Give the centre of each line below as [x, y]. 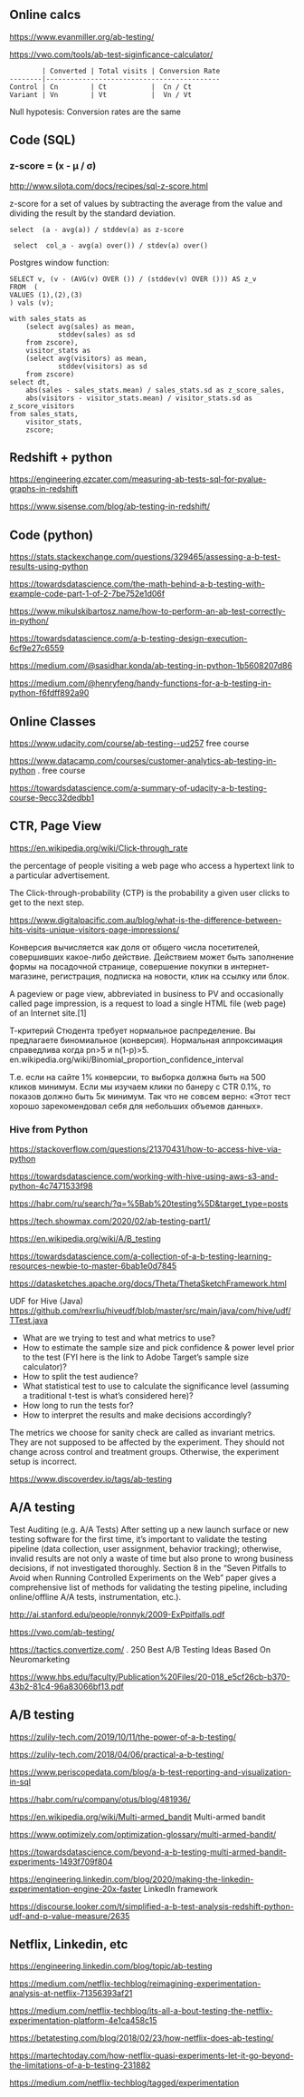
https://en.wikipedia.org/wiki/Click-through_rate [99, 848]
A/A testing [42, 1508]
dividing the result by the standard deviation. [93, 213]
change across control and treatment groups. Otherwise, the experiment [144, 1452]
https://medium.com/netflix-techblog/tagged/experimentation [124, 2083]
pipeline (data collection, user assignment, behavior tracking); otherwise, [146, 1548]
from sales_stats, [44, 414]
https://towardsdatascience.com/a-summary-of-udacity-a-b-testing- [138, 787]
